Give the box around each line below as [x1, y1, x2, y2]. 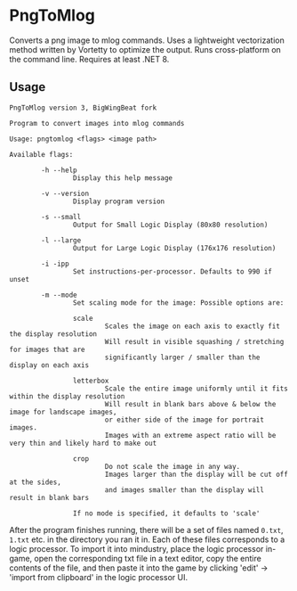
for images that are [9, 345, 86, 354]
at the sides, [9, 478, 62, 487]
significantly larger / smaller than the [104, 353, 261, 362]
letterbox [72, 376, 109, 385]
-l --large [41, 235, 82, 245]
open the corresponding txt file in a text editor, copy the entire [34, 553, 262, 563]
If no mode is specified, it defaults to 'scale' [72, 509, 261, 518]
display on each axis [9, 360, 90, 370]
